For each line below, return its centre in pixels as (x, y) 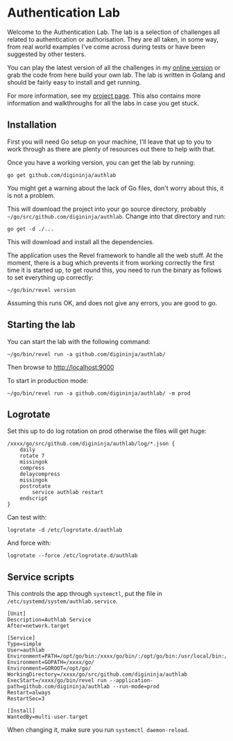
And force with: (29, 543)
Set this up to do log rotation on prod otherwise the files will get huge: (107, 431)
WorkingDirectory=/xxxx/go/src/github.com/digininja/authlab (97, 674)
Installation (32, 125)
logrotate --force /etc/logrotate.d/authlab (72, 556)
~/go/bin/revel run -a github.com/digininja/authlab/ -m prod (99, 393)
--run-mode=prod (136, 687)
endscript (34, 499)
